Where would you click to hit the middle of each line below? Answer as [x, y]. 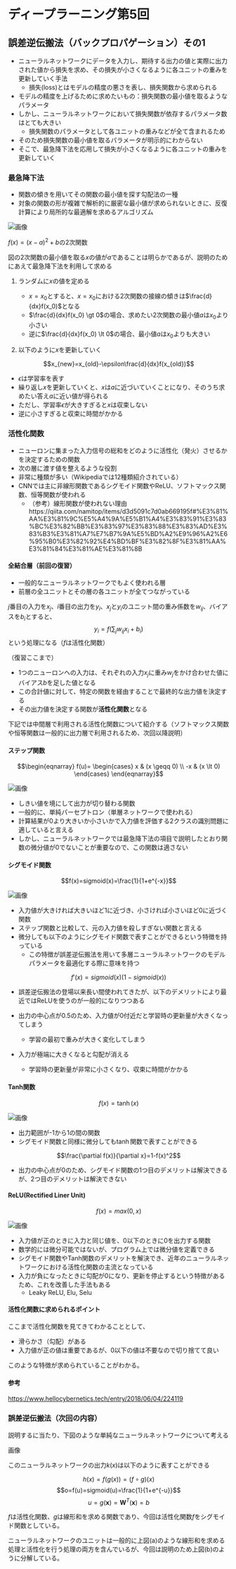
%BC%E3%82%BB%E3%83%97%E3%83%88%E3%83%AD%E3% [128, 526]
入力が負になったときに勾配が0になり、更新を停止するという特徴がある [122, 1275]
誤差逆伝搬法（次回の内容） [55, 1418]
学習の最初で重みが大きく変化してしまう [87, 1039]
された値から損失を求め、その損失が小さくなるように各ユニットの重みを [123, 70]
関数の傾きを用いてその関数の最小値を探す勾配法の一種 [98, 194]
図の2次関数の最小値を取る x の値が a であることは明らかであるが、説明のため [118, 257]
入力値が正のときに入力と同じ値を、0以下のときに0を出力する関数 [114, 1240]
